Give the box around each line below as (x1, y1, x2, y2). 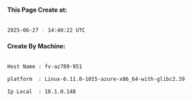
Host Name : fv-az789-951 (7, 63, 82, 71)
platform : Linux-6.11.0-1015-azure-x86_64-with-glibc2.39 (7, 76, 186, 83)
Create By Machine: (7, 42, 66, 50)
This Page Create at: (7, 6, 67, 14)
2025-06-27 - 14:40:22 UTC (7, 27, 86, 34)
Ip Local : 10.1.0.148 (7, 89, 77, 95)
